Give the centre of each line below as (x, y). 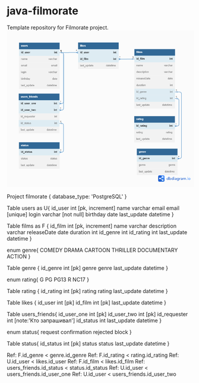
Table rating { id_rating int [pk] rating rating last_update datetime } (87, 291)
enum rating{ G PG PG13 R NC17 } (48, 280)
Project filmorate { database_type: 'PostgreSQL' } (67, 197)
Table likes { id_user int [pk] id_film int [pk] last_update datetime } (87, 303)
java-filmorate (43, 11)
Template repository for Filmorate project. (58, 27)
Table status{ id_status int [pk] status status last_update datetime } (88, 344)
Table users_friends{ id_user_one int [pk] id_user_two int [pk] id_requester (97, 315)
